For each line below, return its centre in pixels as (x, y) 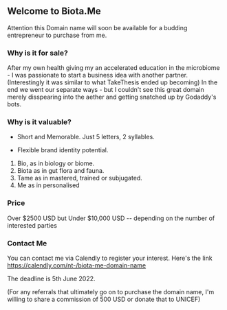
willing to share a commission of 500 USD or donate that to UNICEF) (104, 299)
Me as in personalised (48, 185)
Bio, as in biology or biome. (56, 163)
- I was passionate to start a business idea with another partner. (97, 75)
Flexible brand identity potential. (63, 150)
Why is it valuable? (40, 122)
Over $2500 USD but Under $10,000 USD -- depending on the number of (111, 218)
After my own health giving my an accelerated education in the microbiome (113, 68)
